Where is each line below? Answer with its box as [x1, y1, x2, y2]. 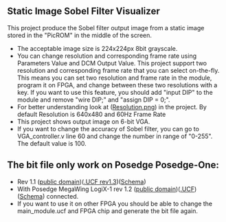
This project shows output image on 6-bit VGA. [16, 117, 150, 126]
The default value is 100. [16, 139, 87, 147]
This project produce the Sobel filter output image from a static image [7, 23, 205, 32]
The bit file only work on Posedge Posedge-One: [7, 159, 220, 171]
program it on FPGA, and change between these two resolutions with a [16, 80, 218, 89]
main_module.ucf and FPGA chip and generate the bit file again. [16, 206, 198, 215]
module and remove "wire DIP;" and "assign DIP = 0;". [16, 96, 170, 104]
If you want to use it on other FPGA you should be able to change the [16, 199, 213, 208]
